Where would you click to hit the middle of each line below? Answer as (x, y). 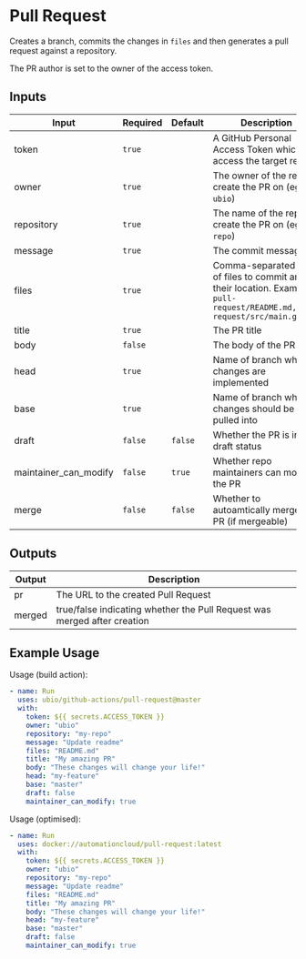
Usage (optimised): (46, 819)
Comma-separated (254, 265)
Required (143, 122)
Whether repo (242, 460)
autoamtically (241, 510)
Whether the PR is (251, 435)
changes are (240, 371)
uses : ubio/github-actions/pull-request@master (110, 700)
